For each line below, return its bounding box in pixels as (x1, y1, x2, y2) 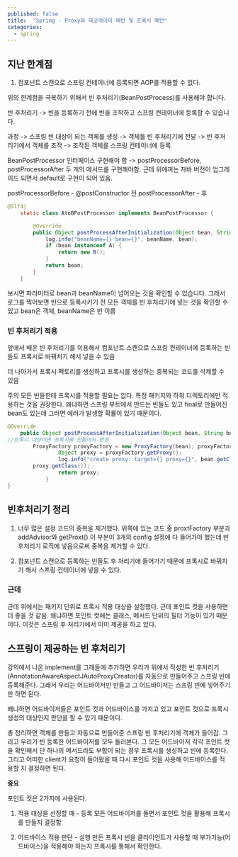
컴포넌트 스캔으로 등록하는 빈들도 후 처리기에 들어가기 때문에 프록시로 (17, 557, 209, 565)
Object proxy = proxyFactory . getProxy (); (57, 449, 182, 457)
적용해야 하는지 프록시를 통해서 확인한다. (50, 841, 162, 850)
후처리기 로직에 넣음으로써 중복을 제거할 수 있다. (17, 541, 150, 550)
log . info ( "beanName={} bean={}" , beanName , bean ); (45, 235, 198, 243)
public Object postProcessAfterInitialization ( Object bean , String (20, 429, 223, 436)
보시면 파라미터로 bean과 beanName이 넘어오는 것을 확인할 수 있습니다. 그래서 (7, 288, 226, 297)
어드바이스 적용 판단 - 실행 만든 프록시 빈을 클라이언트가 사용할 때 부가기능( (17, 833, 225, 841)
